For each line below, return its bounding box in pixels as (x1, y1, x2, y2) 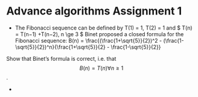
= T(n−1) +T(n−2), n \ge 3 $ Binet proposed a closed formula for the (14, 30, 184, 37)
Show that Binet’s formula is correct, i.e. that (6, 55, 117, 62)
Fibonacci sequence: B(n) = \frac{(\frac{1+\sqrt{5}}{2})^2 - (14, 37, 162, 44)
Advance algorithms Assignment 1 (6, 4, 182, 18)
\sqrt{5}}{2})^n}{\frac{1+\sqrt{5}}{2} (14, 43, 106, 51)
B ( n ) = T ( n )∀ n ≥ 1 (79, 64, 124, 72)
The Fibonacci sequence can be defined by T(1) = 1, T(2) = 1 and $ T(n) (14, 24, 193, 31)
